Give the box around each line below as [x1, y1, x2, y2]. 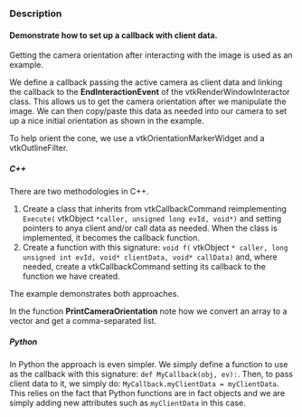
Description [9, 7, 62, 20]
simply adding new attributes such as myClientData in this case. [9, 397, 246, 409]
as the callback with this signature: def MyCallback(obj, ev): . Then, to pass [9, 369, 294, 380]
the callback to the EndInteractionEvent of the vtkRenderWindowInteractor [9, 87, 291, 98]
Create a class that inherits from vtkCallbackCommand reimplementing [22, 204, 288, 214]
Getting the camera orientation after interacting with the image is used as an [9, 50, 293, 61]
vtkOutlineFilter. [9, 143, 69, 154]
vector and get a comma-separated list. [9, 316, 156, 327]
